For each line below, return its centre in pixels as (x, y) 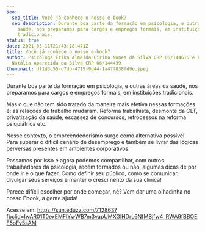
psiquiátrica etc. (27, 124)
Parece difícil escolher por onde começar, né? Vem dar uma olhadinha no (99, 192)
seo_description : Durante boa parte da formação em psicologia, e (98, 23)
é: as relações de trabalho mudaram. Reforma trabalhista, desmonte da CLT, (102, 111)
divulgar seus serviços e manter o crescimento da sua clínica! (84, 180)
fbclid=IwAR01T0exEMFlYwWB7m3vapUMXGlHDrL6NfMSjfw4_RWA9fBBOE (102, 217)
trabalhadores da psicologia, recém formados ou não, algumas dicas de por (102, 167)
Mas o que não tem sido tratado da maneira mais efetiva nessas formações (101, 104)
